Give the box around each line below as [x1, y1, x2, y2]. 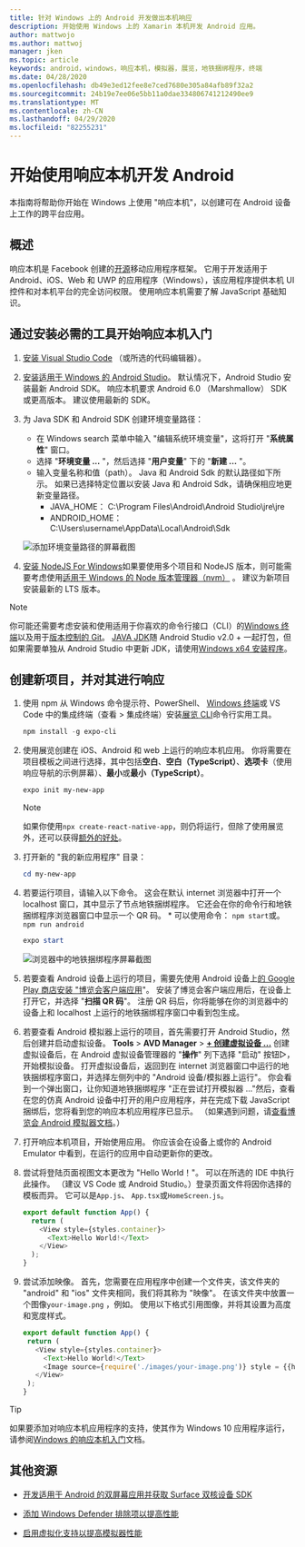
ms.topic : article [9, 55, 79, 64]
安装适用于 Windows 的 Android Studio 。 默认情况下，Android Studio [22, 372, 281, 382]
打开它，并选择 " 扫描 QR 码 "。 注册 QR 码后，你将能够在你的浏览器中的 [22, 996, 289, 1007]
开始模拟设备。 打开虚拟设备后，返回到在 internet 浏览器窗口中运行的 [22, 1060, 281, 1071]
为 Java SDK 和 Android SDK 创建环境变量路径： [22, 413, 204, 424]
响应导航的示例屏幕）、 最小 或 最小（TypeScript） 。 [22, 768, 209, 778]
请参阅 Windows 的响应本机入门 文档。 [9, 1434, 150, 1444]
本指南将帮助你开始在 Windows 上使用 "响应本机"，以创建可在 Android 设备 [9, 196, 291, 207]
